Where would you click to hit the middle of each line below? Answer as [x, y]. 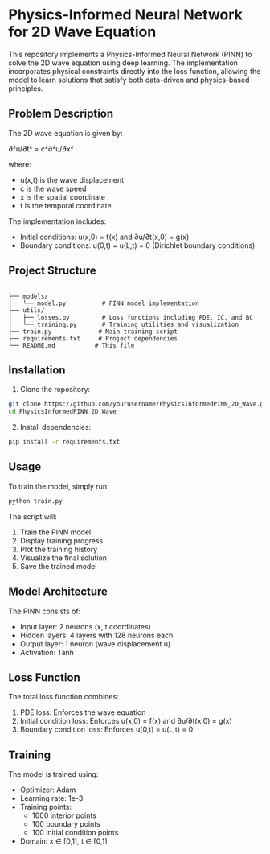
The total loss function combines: [63, 697]
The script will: [33, 516]
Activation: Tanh [47, 652]
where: [20, 164]
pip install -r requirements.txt [64, 442]
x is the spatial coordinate [63, 197]
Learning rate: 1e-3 [51, 798]
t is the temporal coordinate [65, 205]
